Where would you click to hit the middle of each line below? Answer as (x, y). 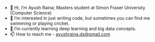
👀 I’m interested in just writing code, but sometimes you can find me (80, 18)
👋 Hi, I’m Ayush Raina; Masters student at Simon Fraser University (77, 8)
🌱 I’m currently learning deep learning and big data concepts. (73, 29)
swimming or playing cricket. (39, 23)
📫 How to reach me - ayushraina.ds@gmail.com (60, 34)
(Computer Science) (31, 13)
